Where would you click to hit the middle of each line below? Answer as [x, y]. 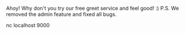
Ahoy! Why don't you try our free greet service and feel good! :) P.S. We [92, 8]
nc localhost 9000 [28, 25]
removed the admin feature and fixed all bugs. [61, 14]
